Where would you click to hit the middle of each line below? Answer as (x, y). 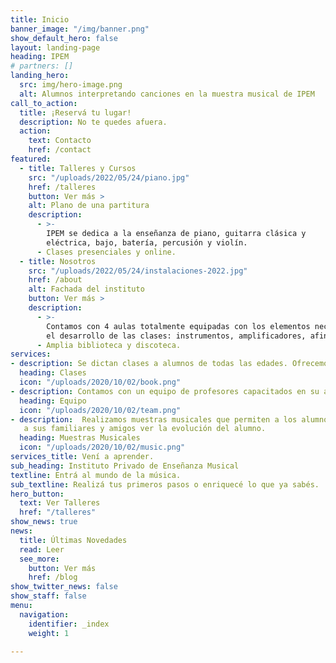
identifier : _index (69, 624)
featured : (31, 159)
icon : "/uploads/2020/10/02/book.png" (100, 382)
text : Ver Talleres (60, 503)
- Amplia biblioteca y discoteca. (109, 345)
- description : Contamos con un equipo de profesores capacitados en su (165, 391)
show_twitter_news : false (64, 587)
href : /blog (53, 577)
